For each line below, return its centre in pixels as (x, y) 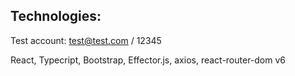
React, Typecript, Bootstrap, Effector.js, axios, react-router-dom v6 (148, 60)
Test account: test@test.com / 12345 (86, 40)
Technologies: (56, 16)
